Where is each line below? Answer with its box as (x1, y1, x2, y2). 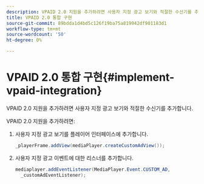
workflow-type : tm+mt (6, 26, 61, 32)
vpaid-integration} (6, 84, 102, 98)
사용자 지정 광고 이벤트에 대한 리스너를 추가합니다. (15, 154, 134, 162)
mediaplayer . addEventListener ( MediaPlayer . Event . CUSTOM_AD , (15, 166, 171, 172)
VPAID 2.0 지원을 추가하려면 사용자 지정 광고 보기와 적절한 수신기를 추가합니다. (6, 104, 193, 112)
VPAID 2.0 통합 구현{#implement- (6, 70, 175, 84)
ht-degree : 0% (6, 37, 42, 43)
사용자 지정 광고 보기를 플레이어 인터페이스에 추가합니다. (15, 130, 149, 137)
